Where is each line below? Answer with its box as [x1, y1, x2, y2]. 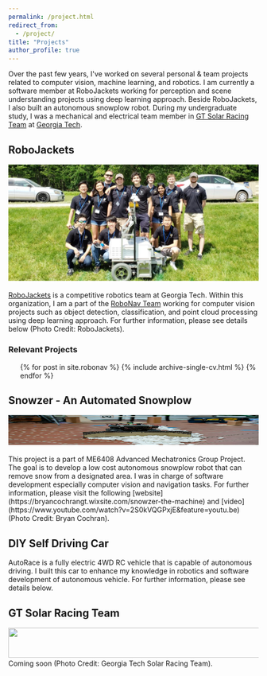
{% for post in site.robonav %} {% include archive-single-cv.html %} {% [19, 362, 257, 371]
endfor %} [19, 371, 54, 380]
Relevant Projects [8, 344, 78, 355]
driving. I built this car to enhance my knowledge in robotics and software [8, 566, 249, 576]
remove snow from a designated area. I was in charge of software [8, 472, 224, 481]
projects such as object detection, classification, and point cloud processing [8, 307, 258, 317]
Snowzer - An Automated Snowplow [8, 394, 192, 407]
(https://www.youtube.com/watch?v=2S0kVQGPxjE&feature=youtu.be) [8, 505, 240, 515]
